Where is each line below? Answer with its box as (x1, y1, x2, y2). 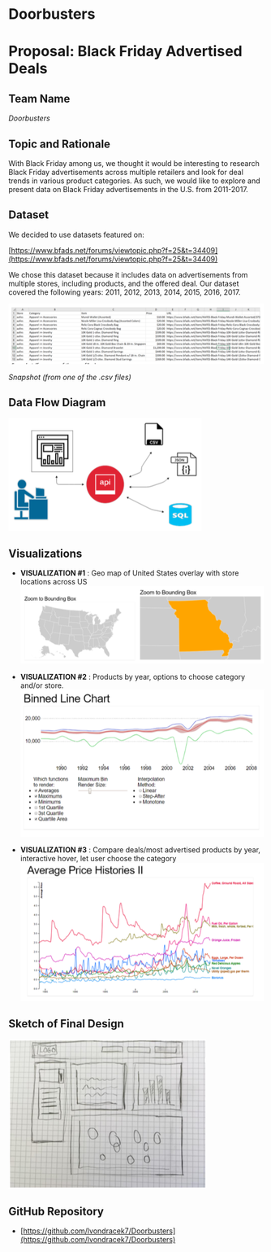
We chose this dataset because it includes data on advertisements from (8, 269, 248, 279)
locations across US (19, 577, 88, 587)
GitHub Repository (8, 1204, 104, 1218)
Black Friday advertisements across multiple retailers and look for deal (8, 168, 243, 177)
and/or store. (19, 681, 64, 690)
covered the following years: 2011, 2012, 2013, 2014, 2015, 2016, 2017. (8, 287, 241, 297)
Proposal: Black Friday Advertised (8, 42, 243, 61)
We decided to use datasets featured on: (8, 230, 144, 239)
